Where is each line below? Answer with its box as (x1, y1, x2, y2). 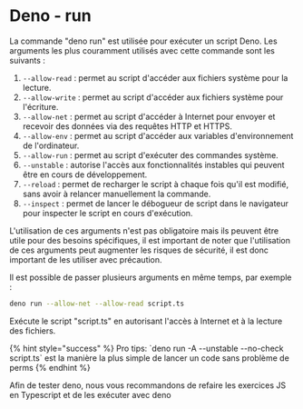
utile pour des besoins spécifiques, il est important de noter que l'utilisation (9, 234, 291, 245)
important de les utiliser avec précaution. (9, 254, 162, 264)
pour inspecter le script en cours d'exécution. (22, 207, 193, 218)
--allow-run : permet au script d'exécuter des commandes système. (22, 149, 279, 160)
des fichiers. (9, 324, 56, 336)
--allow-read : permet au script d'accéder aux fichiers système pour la (22, 72, 288, 83)
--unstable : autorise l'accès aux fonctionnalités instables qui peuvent (22, 159, 285, 170)
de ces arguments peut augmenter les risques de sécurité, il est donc (9, 244, 269, 255)
